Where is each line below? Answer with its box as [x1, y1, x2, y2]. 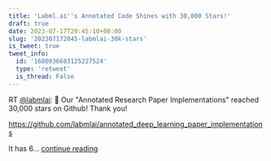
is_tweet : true [8, 42, 60, 50]
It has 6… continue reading [8, 143, 98, 153]
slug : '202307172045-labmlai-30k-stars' [8, 34, 148, 43]
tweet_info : [8, 50, 49, 58]
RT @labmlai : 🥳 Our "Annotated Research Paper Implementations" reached [8, 94, 259, 104]
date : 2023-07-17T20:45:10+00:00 [8, 27, 122, 35]
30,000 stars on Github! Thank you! [8, 103, 128, 113]
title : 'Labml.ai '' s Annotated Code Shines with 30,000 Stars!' [8, 11, 231, 20]
